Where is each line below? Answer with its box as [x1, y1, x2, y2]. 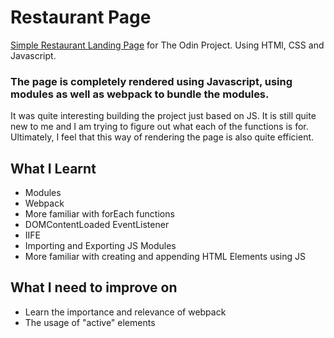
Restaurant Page [10, 6, 152, 29]
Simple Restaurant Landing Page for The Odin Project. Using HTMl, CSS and [10, 39, 325, 51]
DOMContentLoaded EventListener [24, 219, 170, 231]
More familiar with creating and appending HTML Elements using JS [24, 251, 306, 263]
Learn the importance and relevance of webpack [24, 306, 227, 318]
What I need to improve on [10, 279, 178, 296]
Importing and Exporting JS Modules [24, 240, 177, 252]
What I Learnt [10, 160, 97, 177]
